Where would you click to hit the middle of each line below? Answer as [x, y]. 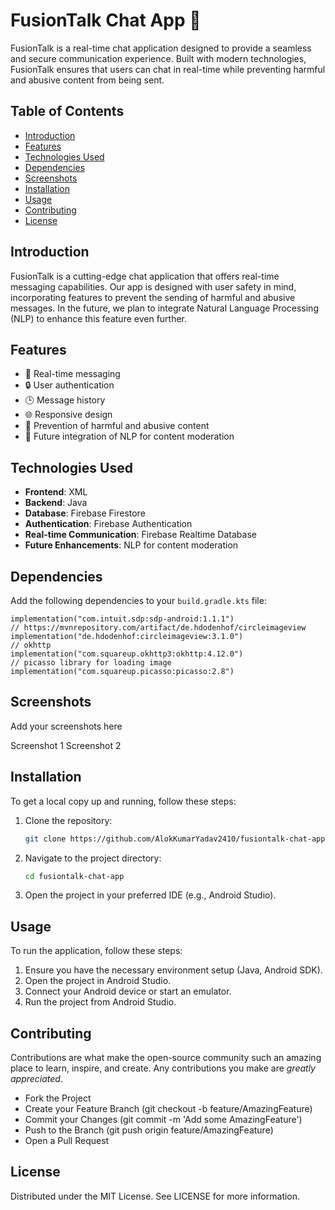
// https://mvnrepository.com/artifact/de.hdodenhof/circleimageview [158, 628]
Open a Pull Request [67, 1140]
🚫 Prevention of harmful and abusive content [117, 426]
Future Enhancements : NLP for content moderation [131, 545]
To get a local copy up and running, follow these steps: [123, 801]
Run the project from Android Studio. [100, 1002]
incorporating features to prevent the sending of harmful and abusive [153, 297]
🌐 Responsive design [68, 415]
